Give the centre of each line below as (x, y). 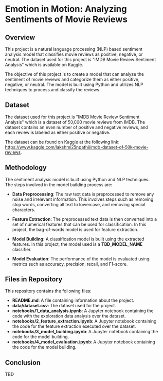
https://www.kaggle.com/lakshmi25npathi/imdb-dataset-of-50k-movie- (77, 147)
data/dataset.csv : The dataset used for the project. (64, 306)
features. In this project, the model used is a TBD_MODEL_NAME (77, 244)
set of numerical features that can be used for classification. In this (79, 224)
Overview (20, 37)
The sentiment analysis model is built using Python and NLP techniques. (77, 179)
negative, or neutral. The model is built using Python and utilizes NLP (74, 85)
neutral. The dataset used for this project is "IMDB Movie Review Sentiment (81, 59)
